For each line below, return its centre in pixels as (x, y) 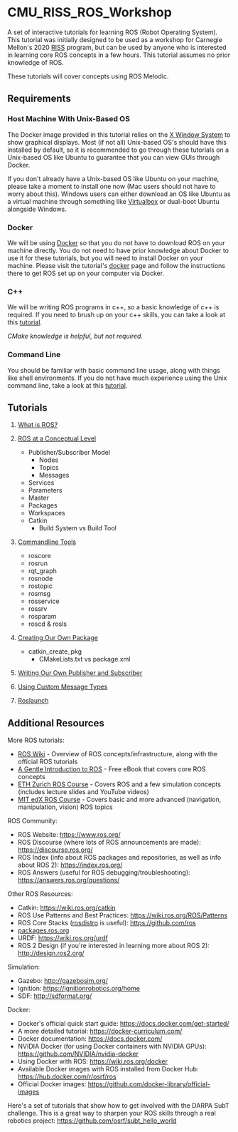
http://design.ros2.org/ (51, 953)
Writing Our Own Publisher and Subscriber (80, 673)
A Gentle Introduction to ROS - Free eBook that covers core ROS (112, 769)
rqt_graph (42, 571)
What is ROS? (38, 425)
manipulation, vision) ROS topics (65, 807)
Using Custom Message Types (63, 687)
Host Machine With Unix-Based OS (69, 119)
